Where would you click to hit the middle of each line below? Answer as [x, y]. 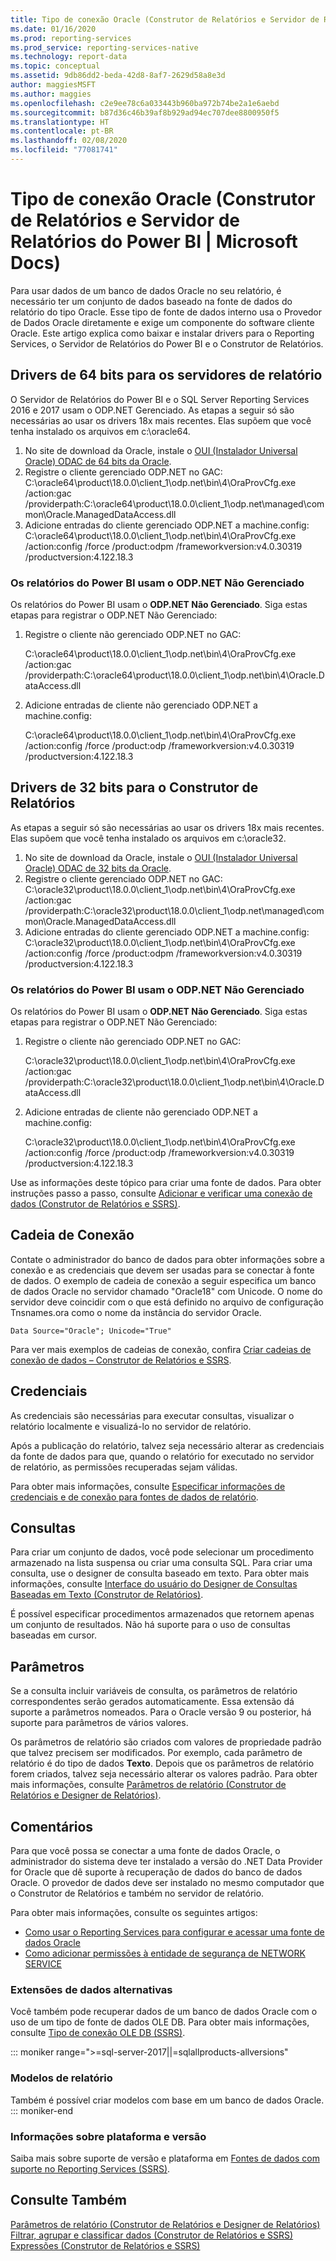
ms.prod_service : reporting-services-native [104, 47]
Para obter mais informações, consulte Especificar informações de [148, 1486]
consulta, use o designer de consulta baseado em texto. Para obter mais [160, 1573]
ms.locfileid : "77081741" [64, 150]
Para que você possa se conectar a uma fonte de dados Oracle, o [145, 1851]
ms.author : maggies [51, 94]
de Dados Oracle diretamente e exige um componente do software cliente [162, 322]
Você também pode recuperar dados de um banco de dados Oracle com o [164, 2012]
